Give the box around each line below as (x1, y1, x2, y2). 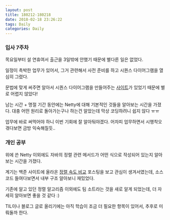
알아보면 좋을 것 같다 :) (14, 192, 60, 198)
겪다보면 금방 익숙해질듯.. (5, 125, 56, 131)
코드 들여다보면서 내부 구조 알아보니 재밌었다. (5, 175, 95, 181)
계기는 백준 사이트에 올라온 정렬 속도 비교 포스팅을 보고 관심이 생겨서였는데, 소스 (5, 169, 164, 175)
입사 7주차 (5, 44, 29, 51)
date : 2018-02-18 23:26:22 (5, 17, 62, 22)
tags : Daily (5, 21, 30, 27)
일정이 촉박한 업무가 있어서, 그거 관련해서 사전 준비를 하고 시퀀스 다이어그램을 (5, 67, 158, 74)
